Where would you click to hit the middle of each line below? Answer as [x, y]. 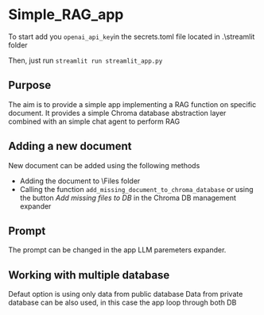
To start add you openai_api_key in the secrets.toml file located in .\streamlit [132, 36]
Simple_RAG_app [66, 15]
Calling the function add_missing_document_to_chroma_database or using [136, 189]
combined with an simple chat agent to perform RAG [94, 121]
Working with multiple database [89, 275]
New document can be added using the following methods [104, 165]
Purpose [30, 85]
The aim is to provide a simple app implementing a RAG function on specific [132, 104]
